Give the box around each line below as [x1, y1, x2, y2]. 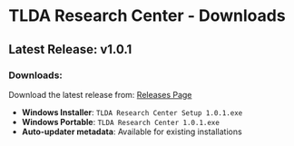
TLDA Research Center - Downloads [8, 5, 287, 26]
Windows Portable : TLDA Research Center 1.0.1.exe [21, 116, 220, 127]
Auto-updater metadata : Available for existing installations [21, 126, 242, 137]
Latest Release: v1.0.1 [8, 42, 132, 57]
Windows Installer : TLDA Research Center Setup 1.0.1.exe [21, 106, 243, 118]
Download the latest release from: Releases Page [8, 89, 192, 100]
